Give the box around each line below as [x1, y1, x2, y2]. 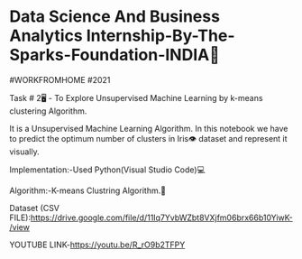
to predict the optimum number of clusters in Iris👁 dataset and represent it [9, 133, 288, 143]
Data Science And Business [9, 6, 221, 27]
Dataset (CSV [9, 202, 60, 213]
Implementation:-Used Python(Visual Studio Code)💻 [9, 164, 206, 175]
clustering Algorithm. [9, 106, 87, 116]
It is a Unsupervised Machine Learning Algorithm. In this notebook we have [9, 123, 288, 134]
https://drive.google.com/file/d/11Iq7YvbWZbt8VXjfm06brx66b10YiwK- [30, 212, 293, 223]
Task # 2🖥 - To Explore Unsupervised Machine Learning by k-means [9, 92, 263, 103]
